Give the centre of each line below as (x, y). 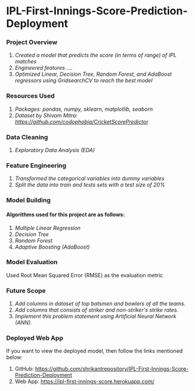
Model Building (28, 200)
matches (26, 61)
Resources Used (30, 96)
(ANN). (23, 322)
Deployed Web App (35, 338)
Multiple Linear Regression (48, 228)
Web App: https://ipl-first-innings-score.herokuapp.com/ (85, 381)
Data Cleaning (27, 137)
